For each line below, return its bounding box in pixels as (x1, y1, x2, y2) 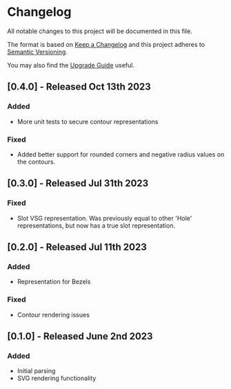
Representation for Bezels (17, 277, 91, 286)
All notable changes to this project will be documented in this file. (7, 27, 193, 35)
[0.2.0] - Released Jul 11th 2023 (7, 241, 147, 252)
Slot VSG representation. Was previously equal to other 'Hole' (17, 214, 192, 222)
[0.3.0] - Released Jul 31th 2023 (7, 177, 149, 190)
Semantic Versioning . (7, 48, 68, 56)
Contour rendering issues (17, 310, 90, 319)
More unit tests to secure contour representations (17, 117, 159, 126)
